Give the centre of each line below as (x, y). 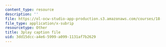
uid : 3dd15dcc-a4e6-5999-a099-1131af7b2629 (51, 37)
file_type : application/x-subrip (40, 23)
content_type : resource (30, 10)
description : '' (22, 14)
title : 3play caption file (33, 32)
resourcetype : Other (26, 28)
